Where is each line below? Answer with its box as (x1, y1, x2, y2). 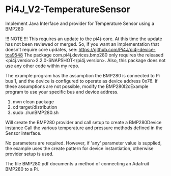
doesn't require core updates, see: (5, 46, 78, 52)
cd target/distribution (12, 104, 58, 110)
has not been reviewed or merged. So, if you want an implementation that (5, 41, 159, 47)
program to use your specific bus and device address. (5, 89, 119, 95)
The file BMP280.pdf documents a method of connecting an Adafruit (5, 160, 150, 166)
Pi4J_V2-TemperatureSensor (5, 4, 131, 15)
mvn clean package (12, 98, 54, 105)
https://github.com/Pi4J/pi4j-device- (78, 46, 156, 52)
